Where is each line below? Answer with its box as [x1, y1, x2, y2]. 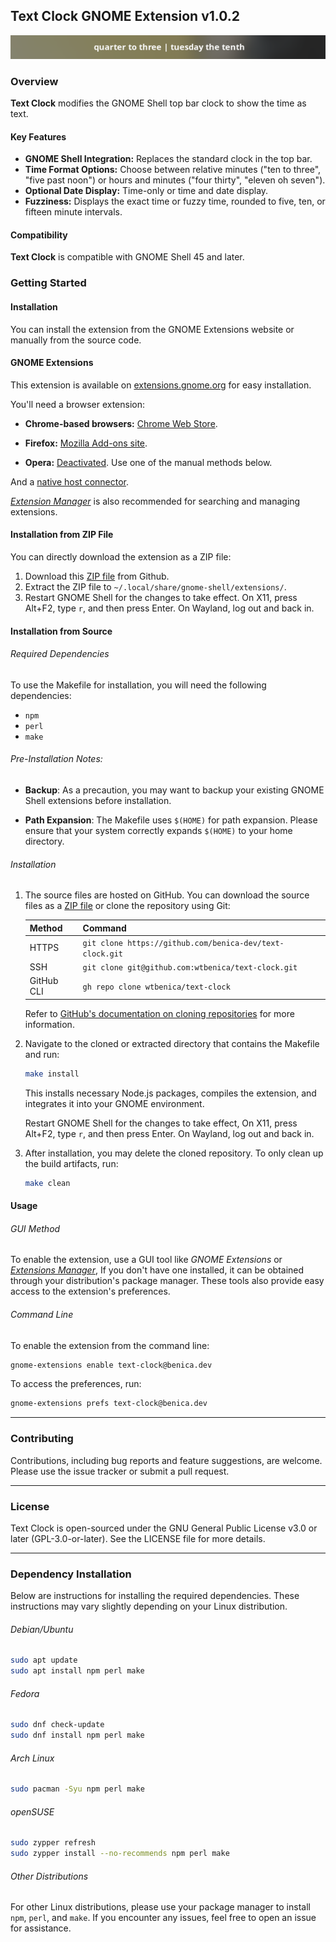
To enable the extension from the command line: [10, 1339, 210, 1351]
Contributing [10, 1432, 74, 1446]
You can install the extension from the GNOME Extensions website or [10, 323, 295, 335]
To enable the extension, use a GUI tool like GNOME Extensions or [10, 1254, 283, 1266]
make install [24, 1069, 80, 1079]
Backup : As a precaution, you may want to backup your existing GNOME [24, 784, 325, 796]
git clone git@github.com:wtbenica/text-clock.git [82, 963, 298, 973]
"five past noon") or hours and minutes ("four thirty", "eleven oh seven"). [24, 174, 326, 186]
